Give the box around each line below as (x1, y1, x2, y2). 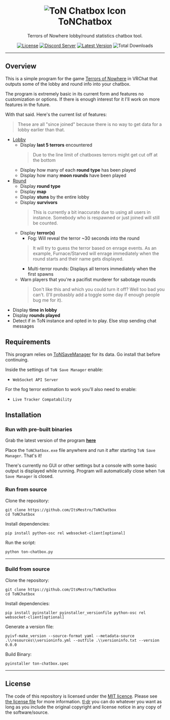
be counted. (32, 220, 58, 226)
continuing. (5, 356, 29, 363)
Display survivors (20, 199, 58, 205)
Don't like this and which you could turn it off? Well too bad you (32, 286, 165, 292)
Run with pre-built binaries (5, 426, 72, 433)
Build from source (5, 566, 50, 573)
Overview (5, 62, 37, 71)
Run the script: (5, 539, 36, 545)
